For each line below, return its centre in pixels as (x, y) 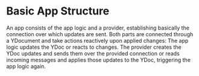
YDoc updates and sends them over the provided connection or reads (93, 53)
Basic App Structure (58, 11)
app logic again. (26, 66)
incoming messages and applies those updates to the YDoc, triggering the (99, 60)
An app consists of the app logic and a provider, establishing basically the (98, 28)
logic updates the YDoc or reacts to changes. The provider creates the (94, 47)
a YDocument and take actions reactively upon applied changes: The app (97, 40)
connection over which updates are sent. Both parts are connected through (100, 34)
